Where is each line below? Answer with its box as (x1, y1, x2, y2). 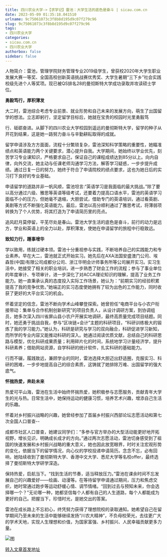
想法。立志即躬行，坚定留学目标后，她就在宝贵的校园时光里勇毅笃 (13, 114, 149, 120)
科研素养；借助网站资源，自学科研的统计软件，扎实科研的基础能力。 (5, 345, 145, 351)
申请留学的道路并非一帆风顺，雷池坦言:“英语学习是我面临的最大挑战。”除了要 (5, 183, 161, 190)
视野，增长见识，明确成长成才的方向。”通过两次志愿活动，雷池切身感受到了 (5, 435, 158, 441)
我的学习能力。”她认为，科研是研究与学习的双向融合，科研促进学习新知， (13, 326, 162, 332)
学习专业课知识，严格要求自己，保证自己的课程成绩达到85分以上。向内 (9, 154, 154, 160)
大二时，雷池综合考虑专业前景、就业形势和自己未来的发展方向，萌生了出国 (5, 108, 158, 114)
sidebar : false (5, 53, 37, 59)
